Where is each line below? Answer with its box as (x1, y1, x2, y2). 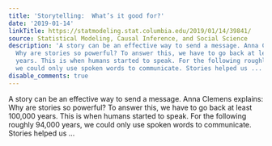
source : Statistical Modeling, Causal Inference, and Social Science (8, 34, 249, 43)
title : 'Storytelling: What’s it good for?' (8, 11, 164, 20)
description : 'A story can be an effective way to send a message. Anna (8, 42, 259, 50)
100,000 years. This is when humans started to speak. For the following (8, 111, 247, 121)
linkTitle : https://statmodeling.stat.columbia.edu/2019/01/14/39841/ (8, 27, 252, 35)
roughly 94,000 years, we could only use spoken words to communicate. (8, 119, 253, 129)
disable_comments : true (8, 72, 89, 80)
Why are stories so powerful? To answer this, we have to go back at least (8, 102, 253, 112)
